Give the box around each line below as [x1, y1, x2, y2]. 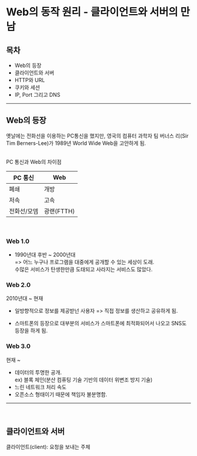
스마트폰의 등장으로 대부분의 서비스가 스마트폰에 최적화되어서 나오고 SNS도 [14, 320, 187, 327]
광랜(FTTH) [43, 207, 75, 215]
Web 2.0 [6, 281, 31, 289]
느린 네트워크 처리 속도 [14, 383, 67, 390]
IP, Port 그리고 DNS [14, 92, 60, 98]
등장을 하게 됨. [14, 327, 48, 335]
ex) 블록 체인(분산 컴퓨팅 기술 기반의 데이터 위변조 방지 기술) [14, 376, 153, 383]
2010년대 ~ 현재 [6, 295, 43, 302]
